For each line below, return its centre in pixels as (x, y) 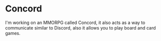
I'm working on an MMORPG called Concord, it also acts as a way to (75, 22)
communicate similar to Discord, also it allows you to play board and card (80, 27)
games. (13, 33)
